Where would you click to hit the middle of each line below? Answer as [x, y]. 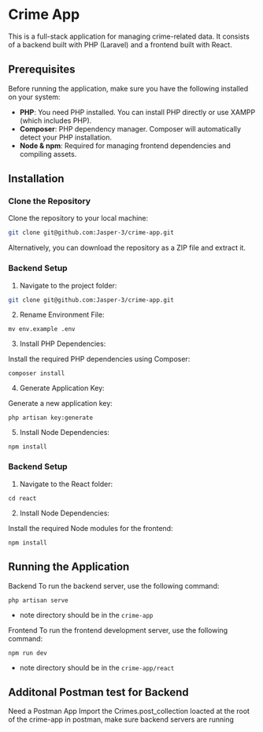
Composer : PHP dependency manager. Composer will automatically [130, 128]
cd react [22, 498]
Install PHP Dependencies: [63, 344]
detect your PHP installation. [66, 137]
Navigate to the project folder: [68, 285]
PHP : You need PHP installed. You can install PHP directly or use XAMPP [137, 112]
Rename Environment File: [62, 315]
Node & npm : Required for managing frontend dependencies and [125, 145]
